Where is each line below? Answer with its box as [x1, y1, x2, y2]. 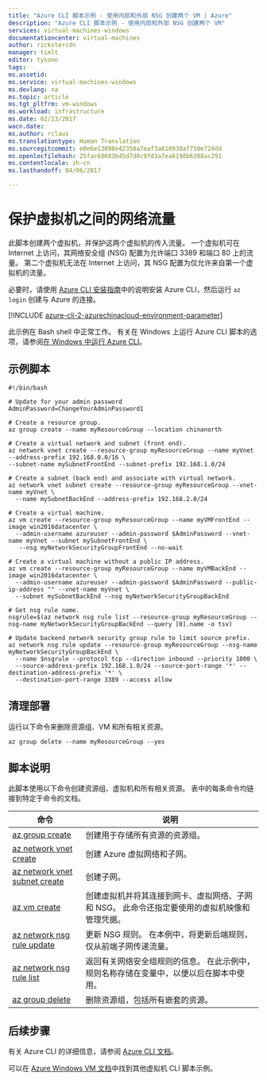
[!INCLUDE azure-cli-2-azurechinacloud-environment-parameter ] [8, 310, 223, 320]
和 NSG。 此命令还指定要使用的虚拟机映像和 [85, 902, 250, 913]
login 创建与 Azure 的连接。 [8, 295, 101, 304]
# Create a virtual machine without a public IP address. [8, 557, 204, 565]
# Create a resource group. [8, 418, 102, 426]
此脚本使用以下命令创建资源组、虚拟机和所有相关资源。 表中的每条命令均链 [8, 784, 254, 793]
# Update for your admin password [8, 398, 123, 406]
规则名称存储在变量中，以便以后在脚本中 [85, 968, 237, 979]
